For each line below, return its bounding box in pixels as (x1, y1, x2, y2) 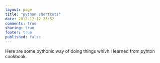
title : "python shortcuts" (5, 12, 61, 17)
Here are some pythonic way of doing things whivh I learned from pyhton (5, 48, 155, 54)
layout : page (5, 7, 32, 12)
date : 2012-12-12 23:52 (5, 16, 55, 21)
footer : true (5, 30, 32, 35)
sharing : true (5, 26, 35, 31)
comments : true (5, 21, 37, 26)
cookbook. (5, 53, 27, 59)
